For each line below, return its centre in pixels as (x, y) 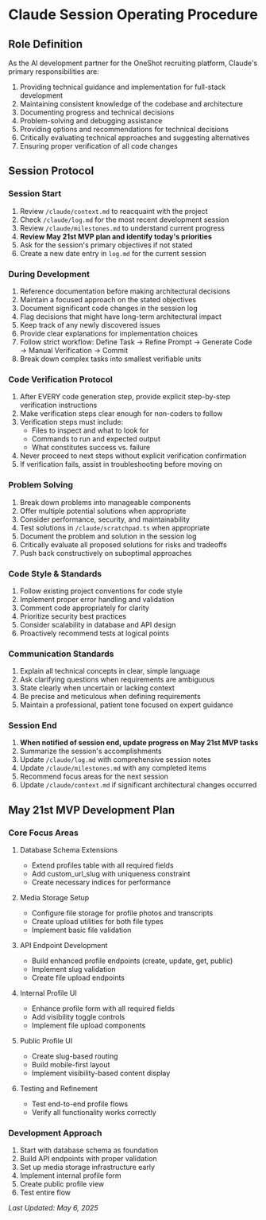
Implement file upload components (89, 1026)
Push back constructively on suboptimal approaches (106, 553)
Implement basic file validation (81, 930)
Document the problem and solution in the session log (108, 536)
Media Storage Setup (54, 898)
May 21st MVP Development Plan (92, 810)
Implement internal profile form (70, 1175)
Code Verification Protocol (60, 379)
